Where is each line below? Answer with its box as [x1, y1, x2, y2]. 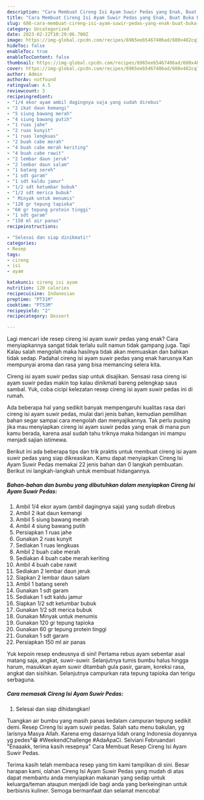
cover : [7, 65, 24, 72]
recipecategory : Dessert [7, 313, 70, 320]
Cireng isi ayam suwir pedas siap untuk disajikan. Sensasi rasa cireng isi [7, 373, 187, 380]
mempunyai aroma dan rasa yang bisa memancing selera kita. [7, 361, 162, 368]
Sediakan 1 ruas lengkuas [15, 542, 79, 549]
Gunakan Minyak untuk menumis [15, 613, 97, 620]
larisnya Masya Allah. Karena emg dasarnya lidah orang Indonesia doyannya [7, 730, 197, 737]
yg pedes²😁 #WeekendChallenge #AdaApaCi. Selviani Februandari [7, 736, 176, 744]
